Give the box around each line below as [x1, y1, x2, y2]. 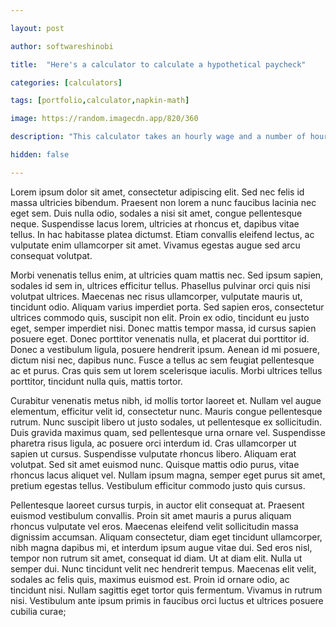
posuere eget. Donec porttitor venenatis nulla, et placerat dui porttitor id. [10, 332, 310, 345]
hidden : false [10, 150, 70, 160]
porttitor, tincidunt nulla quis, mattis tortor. [10, 375, 183, 387]
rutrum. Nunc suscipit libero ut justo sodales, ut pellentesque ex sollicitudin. [10, 416, 323, 428]
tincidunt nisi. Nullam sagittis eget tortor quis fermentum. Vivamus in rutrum [10, 584, 323, 596]
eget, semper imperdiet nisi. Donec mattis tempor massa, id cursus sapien [10, 322, 317, 334]
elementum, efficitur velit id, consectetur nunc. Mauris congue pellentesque [10, 405, 323, 417]
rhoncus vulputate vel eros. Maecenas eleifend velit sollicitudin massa [10, 520, 299, 532]
